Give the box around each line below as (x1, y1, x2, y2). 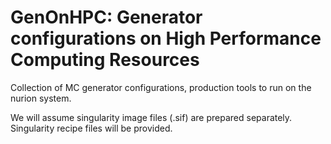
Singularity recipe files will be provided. (10, 122, 173, 134)
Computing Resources (10, 49, 200, 71)
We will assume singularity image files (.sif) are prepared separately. (10, 111, 293, 123)
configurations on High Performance (10, 27, 322, 50)
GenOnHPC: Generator (10, 6, 203, 29)
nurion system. (10, 92, 72, 104)
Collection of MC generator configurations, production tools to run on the (10, 81, 312, 93)
